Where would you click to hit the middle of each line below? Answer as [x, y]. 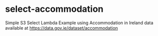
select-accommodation [54, 9]
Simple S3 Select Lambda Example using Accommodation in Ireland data [79, 23]
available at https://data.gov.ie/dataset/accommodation [61, 28]
